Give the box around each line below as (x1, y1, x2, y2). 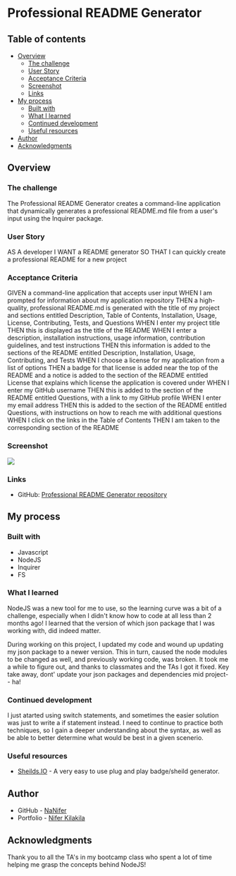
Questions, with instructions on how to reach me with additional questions (7, 409, 222, 417)
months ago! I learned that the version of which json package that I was (7, 619, 215, 627)
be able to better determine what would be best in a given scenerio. (7, 734, 204, 742)
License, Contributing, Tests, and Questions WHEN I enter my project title (7, 319, 221, 327)
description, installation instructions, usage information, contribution (7, 333, 206, 343)
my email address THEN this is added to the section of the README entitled (7, 401, 227, 409)
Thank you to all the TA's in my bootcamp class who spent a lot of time (7, 853, 213, 861)
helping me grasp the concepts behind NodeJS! (7, 860, 147, 869)
